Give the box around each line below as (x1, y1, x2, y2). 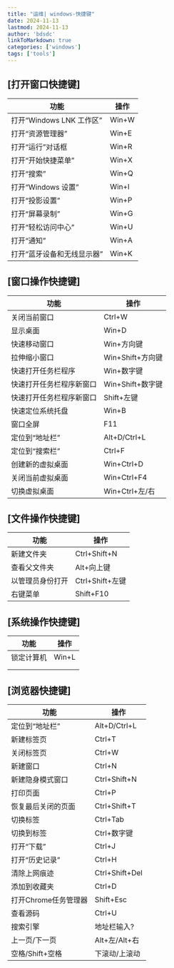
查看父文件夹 (11, 563, 55, 573)
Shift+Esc (94, 895, 127, 905)
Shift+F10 (75, 589, 109, 599)
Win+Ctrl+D (103, 459, 144, 469)
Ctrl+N (94, 760, 118, 770)
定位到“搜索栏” (11, 446, 61, 456)
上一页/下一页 (11, 935, 57, 945)
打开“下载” (11, 841, 46, 851)
